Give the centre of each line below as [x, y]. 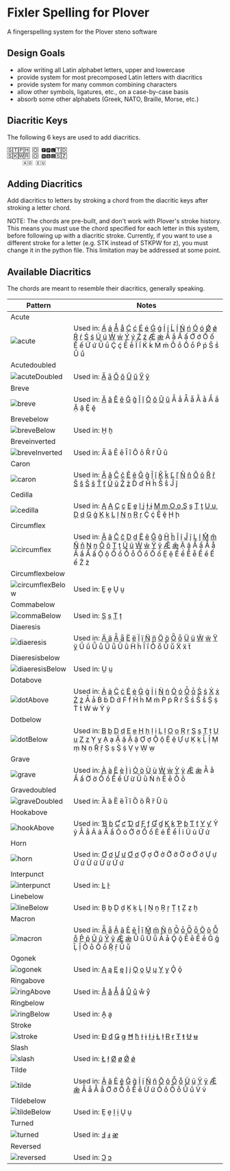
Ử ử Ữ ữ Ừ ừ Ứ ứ [99, 863]
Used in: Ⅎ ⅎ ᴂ [96, 1135]
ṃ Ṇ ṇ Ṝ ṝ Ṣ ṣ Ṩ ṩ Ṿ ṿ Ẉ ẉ [114, 748]
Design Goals [36, 53]
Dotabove [26, 680]
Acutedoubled [33, 365]
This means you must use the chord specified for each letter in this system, [113, 229]
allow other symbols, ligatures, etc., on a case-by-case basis [103, 91]
